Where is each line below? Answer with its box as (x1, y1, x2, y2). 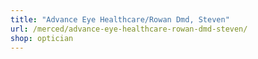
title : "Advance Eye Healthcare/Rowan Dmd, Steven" (10, 14, 230, 25)
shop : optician (10, 33, 74, 43)
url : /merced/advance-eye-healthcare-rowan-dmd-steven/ (10, 24, 248, 34)
